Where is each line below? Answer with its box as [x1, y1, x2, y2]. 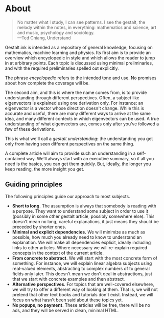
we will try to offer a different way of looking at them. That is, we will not [12, 286, 158, 292]
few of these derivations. [5, 126, 55, 132]
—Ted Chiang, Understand [17, 35, 71, 41]
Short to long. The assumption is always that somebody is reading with [12, 202, 157, 209]
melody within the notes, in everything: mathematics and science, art [17, 24, 157, 30]
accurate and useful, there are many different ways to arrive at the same [5, 110, 151, 116]
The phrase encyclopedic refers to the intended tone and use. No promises [5, 75, 157, 81]
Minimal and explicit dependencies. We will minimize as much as [12, 229, 145, 235]
